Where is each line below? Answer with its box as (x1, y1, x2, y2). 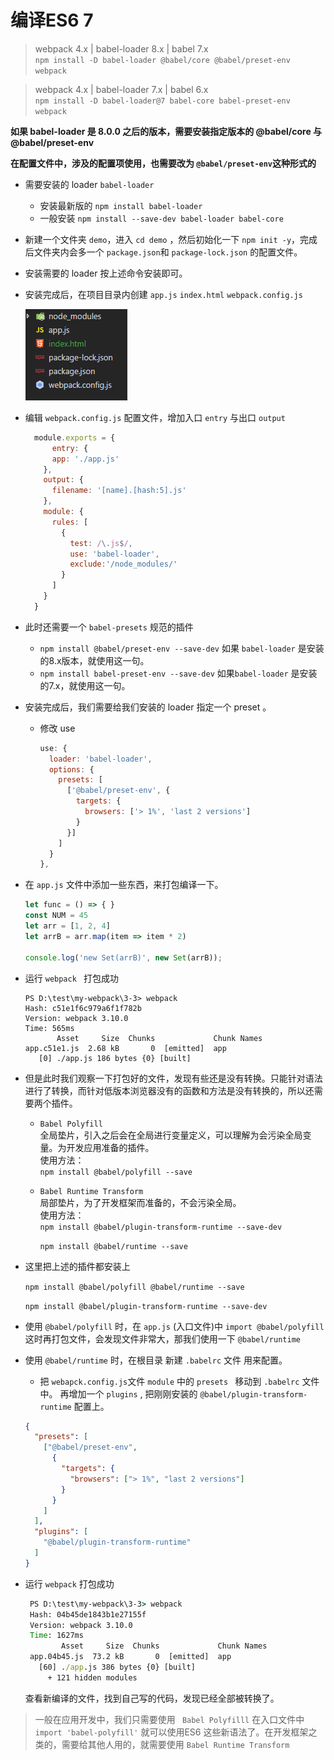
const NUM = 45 (24, 911, 89, 921)
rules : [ (51, 517, 89, 527)
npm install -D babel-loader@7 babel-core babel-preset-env (34, 96, 291, 106)
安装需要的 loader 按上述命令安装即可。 (24, 267, 188, 279)
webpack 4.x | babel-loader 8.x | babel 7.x (34, 42, 209, 55)
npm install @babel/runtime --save (39, 1241, 188, 1251)
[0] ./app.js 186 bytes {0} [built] (38, 1053, 192, 1063)
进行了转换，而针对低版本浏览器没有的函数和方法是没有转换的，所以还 (24, 1084, 315, 1096)
